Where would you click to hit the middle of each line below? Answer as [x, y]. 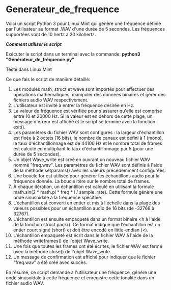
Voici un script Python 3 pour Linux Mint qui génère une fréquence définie [83, 23]
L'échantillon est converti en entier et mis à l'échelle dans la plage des [87, 203]
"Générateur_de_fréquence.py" [40, 59]
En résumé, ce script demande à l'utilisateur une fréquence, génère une [81, 272]
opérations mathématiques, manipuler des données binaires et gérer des [89, 94]
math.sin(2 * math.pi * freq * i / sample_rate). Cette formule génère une [88, 192]
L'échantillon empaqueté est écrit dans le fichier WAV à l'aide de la [83, 235]
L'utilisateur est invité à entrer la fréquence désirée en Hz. [74, 105]
